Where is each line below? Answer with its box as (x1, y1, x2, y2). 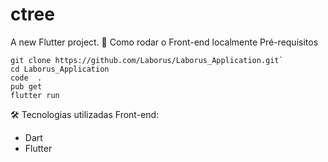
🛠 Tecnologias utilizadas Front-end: (10, 108, 160, 120)
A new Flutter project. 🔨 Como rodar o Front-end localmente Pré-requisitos (10, 36, 319, 48)
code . (10, 73, 43, 83)
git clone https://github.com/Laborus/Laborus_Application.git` (10, 55, 284, 65)
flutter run (10, 90, 60, 100)
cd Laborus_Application (10, 64, 110, 74)
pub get (10, 81, 43, 92)
